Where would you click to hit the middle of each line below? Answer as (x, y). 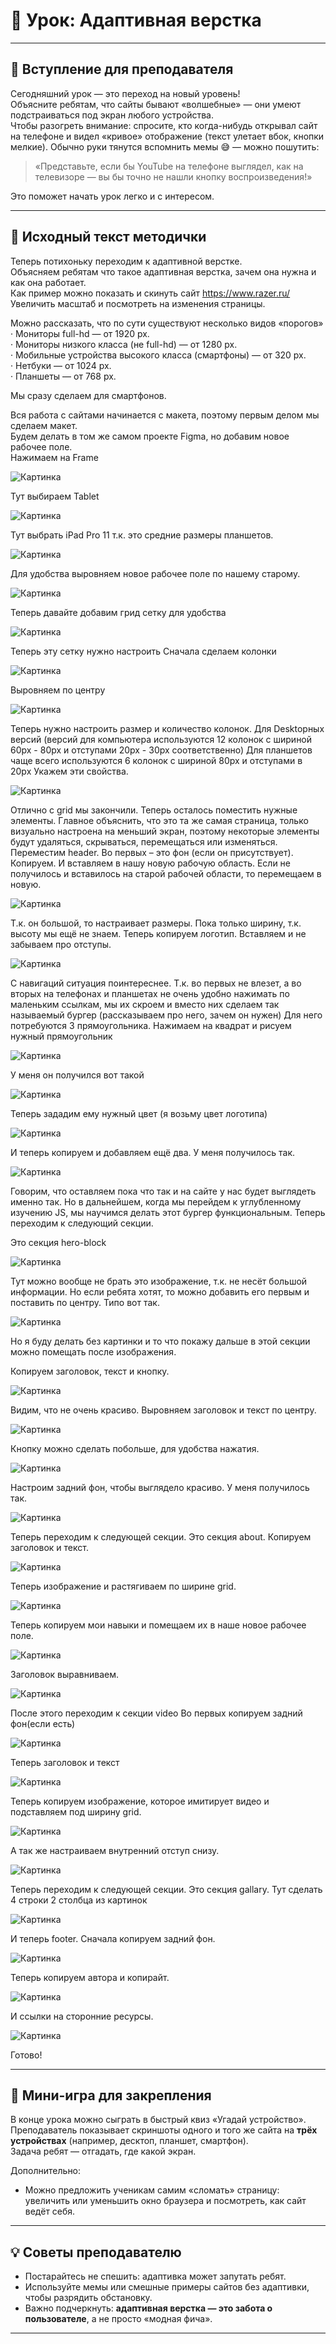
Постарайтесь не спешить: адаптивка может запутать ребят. (155, 2276)
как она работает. (48, 282)
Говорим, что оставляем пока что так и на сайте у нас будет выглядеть (163, 1191)
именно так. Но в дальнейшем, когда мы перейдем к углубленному (156, 1201)
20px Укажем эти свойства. (69, 771)
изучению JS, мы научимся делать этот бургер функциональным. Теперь (168, 1212)
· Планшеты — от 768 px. (63, 376)
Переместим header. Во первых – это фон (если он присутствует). (152, 852)
